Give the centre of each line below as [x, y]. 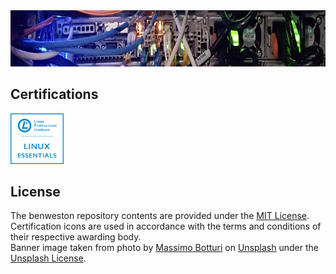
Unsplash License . [48, 258]
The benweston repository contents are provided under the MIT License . [160, 216]
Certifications [54, 94]
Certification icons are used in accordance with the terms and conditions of [166, 226]
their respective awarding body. [76, 237]
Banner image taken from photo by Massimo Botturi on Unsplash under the [164, 248]
